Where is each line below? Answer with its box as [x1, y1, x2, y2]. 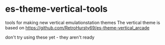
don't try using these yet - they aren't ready [5, 34, 95, 40]
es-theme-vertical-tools [5, 3, 108, 15]
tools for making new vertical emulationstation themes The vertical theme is [5, 20, 161, 25]
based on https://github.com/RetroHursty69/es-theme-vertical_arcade [5, 24, 150, 30]
